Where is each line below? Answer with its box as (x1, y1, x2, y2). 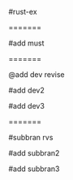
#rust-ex (8, 7, 38, 16)
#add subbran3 (8, 164, 60, 174)
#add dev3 (8, 101, 45, 110)
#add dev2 (8, 85, 45, 95)
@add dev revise (8, 70, 65, 79)
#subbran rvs (8, 133, 54, 142)
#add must (8, 38, 45, 48)
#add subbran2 (8, 148, 60, 157)
